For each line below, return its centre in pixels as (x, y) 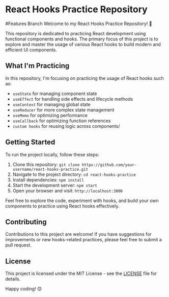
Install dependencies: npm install (48, 179)
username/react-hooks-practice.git (50, 169)
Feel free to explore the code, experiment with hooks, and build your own (82, 200)
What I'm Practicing (37, 66)
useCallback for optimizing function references (62, 121)
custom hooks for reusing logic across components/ (66, 126)
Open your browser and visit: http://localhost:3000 (68, 191)
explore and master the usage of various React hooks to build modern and (83, 44)
